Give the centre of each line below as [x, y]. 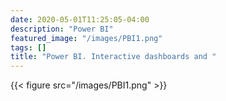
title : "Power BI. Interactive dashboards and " [113, 57]
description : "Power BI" [62, 29]
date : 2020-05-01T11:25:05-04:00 [80, 19]
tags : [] [28, 47]
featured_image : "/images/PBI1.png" [86, 38]
